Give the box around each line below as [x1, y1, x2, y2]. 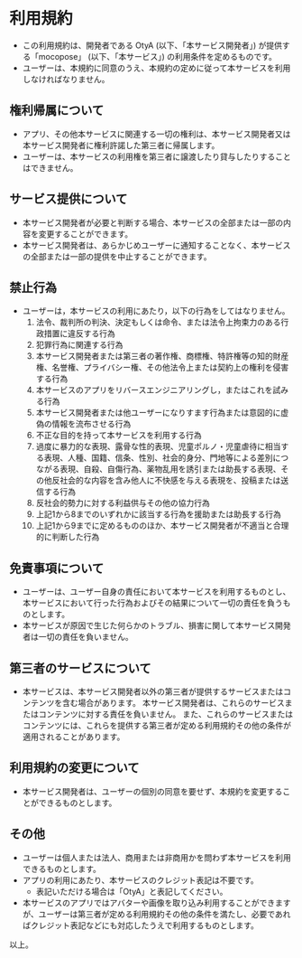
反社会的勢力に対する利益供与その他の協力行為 [35, 498, 210, 509]
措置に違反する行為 [43, 328, 115, 339]
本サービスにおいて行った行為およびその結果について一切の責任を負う [22, 597, 283, 608]
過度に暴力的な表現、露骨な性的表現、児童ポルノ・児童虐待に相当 [35, 441, 281, 452]
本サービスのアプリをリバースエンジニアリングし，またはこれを [35, 385, 273, 396]
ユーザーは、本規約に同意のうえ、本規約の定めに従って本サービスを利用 [22, 62, 291, 73]
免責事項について [9, 560, 105, 576]
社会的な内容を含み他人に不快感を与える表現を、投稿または [59, 475, 281, 486]
